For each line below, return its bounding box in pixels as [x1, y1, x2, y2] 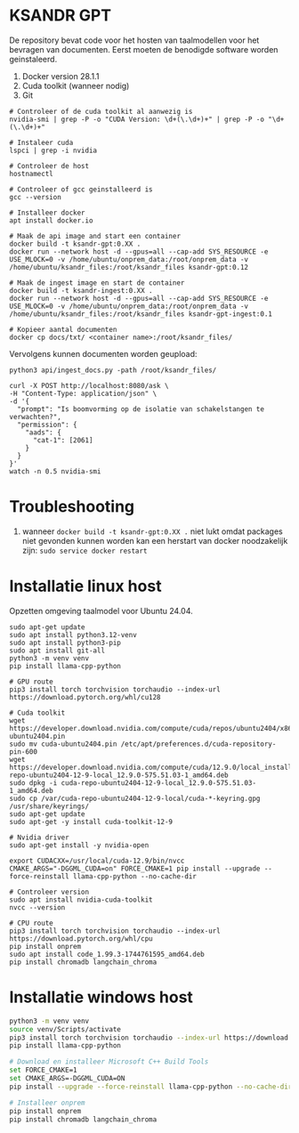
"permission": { [17, 420, 77, 429]
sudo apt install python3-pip [9, 638, 122, 647]
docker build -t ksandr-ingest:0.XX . [9, 286, 153, 295]
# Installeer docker [9, 208, 86, 217]
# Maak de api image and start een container [9, 231, 181, 240]
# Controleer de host [9, 161, 90, 170]
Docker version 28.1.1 [21, 70, 100, 81]
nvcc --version [9, 902, 66, 912]
